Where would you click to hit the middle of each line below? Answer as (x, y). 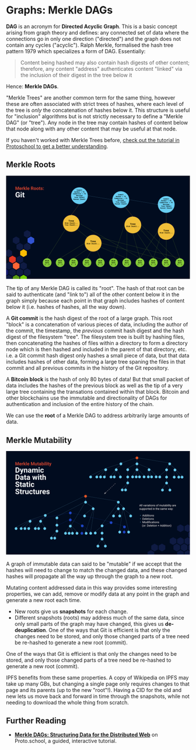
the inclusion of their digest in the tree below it (76, 75)
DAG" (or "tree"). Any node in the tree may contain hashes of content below (97, 122)
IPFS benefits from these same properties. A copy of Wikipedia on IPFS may (97, 677)
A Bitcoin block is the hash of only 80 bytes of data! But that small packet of (98, 379)
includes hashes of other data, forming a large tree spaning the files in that (96, 362)
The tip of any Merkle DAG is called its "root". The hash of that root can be (95, 288)
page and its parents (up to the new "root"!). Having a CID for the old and (94, 690)
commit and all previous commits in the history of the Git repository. (87, 368)
